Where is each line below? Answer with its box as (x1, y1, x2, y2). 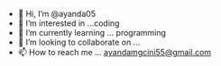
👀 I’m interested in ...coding (17, 18, 120, 29)
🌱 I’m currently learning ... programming (17, 28, 167, 37)
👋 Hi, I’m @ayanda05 (17, 9, 97, 19)
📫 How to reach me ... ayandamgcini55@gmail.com (17, 47, 212, 57)
